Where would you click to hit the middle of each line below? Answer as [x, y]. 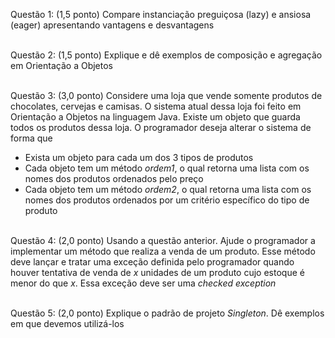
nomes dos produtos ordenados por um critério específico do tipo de [167, 200]
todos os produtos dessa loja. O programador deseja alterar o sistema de [161, 127]
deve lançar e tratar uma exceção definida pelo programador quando [152, 262]
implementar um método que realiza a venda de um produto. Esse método [163, 251]
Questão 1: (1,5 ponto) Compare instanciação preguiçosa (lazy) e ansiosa [161, 14]
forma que [31, 138]
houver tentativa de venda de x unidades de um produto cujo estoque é [157, 272]
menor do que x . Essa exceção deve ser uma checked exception [143, 283]
